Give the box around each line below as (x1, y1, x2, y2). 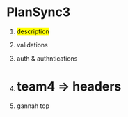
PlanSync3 (6, 4, 71, 20)
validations (16, 40, 48, 49)
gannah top (16, 102, 50, 110)
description (16, 27, 49, 36)
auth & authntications (16, 54, 78, 63)
